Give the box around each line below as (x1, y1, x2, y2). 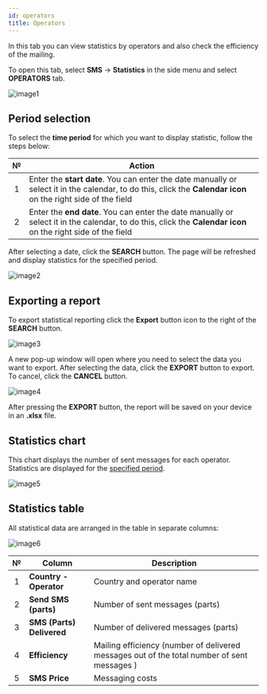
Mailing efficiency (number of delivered (93, 639, 241, 650)
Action (129, 160, 155, 171)
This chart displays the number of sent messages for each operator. (8, 455, 231, 465)
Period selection (8, 112, 91, 125)
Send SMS (29, 594, 69, 605)
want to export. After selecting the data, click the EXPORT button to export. (8, 363, 255, 373)
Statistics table (8, 502, 85, 516)
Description (151, 557, 197, 568)
